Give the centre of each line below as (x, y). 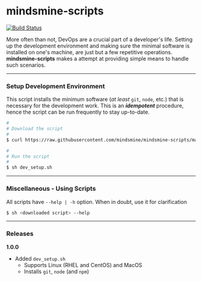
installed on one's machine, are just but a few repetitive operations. (89, 52)
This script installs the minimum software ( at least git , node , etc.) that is (95, 99)
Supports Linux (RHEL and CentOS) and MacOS (83, 265)
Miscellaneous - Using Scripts (51, 189)
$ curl (14, 140)
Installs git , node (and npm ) (57, 271)
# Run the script (28, 156)
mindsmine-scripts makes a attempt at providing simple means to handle (98, 58)
